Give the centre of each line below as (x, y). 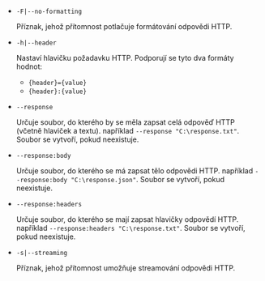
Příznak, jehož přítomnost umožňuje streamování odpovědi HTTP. (126, 268)
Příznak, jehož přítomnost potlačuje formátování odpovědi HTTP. (124, 26)
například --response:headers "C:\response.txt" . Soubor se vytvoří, (130, 228)
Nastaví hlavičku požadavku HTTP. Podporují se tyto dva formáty (125, 58)
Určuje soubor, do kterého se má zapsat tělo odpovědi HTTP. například (135, 171)
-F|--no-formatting (49, 11)
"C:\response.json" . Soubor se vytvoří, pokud (148, 179)
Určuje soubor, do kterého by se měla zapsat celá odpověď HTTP (125, 122)
